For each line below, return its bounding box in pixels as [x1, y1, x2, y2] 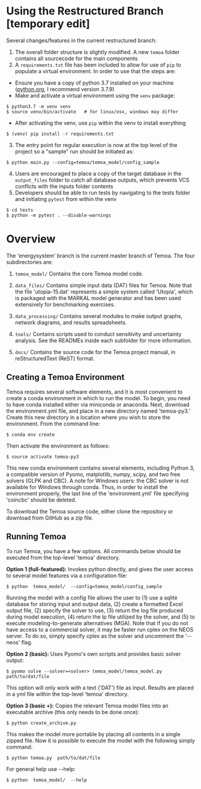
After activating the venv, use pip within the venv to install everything [14, 119, 186, 127]
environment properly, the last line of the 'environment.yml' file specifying [6, 490, 189, 497]
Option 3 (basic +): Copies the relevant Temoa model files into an [6, 702, 169, 709]
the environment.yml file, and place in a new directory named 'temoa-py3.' [6, 407, 191, 415]
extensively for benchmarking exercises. [14, 301, 116, 308]
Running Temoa [6, 532, 67, 542]
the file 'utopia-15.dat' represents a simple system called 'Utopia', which [14, 288, 193, 295]
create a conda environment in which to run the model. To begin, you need [6, 394, 191, 401]
